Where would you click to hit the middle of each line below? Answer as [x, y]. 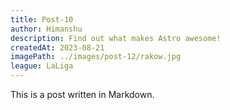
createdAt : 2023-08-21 [57, 47]
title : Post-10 [42, 19]
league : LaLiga [42, 66]
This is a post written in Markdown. [82, 94]
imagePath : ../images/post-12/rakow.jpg [96, 57]
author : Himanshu [46, 29]
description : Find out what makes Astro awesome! [116, 38]
